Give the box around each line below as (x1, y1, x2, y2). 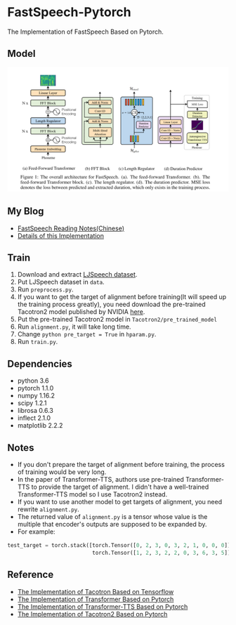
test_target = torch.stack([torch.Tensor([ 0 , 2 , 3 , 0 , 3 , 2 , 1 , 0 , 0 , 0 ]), (7, 541, 234, 548)
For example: (17, 527, 55, 536)
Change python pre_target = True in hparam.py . (17, 330, 157, 338)
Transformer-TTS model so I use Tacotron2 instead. (17, 489, 168, 499)
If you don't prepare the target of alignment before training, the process (17, 460, 225, 468)
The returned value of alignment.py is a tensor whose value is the (17, 512, 208, 520)
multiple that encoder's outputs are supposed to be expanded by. (17, 520, 207, 528)
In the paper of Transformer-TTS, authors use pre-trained (17, 475, 185, 483)
